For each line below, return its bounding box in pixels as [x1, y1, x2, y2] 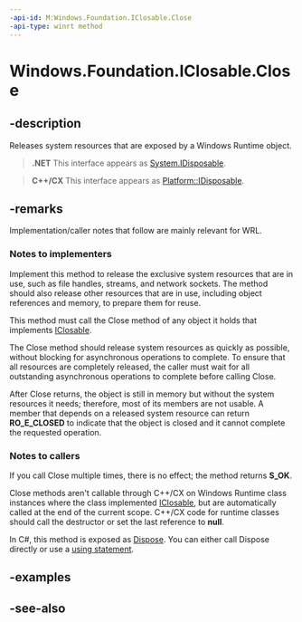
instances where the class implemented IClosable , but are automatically [9, 497, 278, 508]
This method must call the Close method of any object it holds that [9, 314, 258, 326]
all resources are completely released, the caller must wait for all [9, 361, 250, 372]
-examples [9, 569, 71, 585]
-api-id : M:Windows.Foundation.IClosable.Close [9, 13, 193, 23]
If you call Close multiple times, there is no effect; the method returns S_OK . [9, 470, 292, 481]
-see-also [9, 600, 66, 616]
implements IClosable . [9, 324, 92, 335]
